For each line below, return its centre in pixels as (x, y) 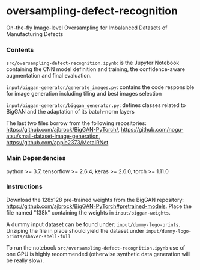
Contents (20, 49)
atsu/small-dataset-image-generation (53, 136)
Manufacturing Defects (35, 34)
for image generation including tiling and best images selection (84, 94)
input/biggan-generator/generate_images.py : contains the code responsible (100, 87)
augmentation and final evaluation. (49, 76)
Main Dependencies (36, 158)
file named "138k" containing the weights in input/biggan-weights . (89, 212)
